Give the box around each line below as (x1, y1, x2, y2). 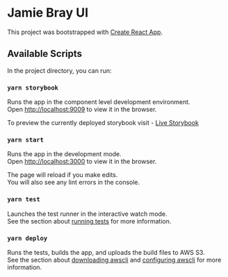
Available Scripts (7, 48, 82, 60)
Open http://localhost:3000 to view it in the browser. (7, 158, 157, 166)
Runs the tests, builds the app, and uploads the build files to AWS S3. (7, 248, 205, 256)
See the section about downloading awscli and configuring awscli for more (7, 255, 222, 264)
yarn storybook (7, 83, 59, 92)
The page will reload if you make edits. (7, 171, 118, 179)
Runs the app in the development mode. (7, 150, 122, 158)
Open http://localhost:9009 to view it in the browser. (7, 106, 157, 114)
